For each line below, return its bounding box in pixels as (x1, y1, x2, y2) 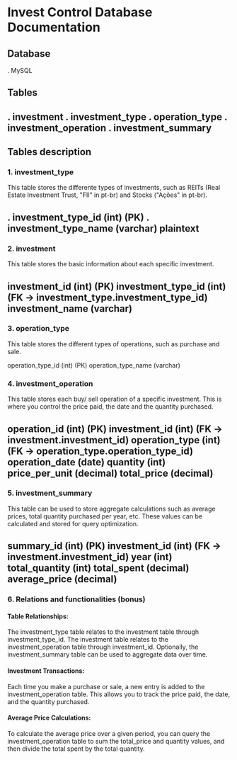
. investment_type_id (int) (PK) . (7, 211, 150, 223)
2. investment (7, 244, 56, 254)
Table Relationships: (7, 612, 69, 620)
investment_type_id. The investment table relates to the (7, 635, 168, 644)
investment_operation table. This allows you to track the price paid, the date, (7, 690, 231, 698)
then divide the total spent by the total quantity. (7, 744, 145, 753)
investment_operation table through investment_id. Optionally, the (7, 642, 199, 652)
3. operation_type (7, 324, 69, 334)
